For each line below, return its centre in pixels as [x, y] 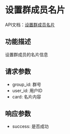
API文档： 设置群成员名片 [30, 25]
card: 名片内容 [27, 97]
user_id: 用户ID [27, 90]
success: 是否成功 [30, 127]
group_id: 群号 [27, 84]
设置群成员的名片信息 [26, 54]
